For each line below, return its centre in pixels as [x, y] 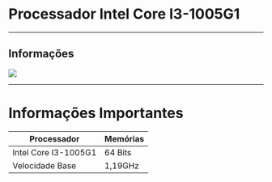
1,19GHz [121, 165]
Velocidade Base [45, 165]
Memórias [124, 138]
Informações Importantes [96, 113]
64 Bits [118, 152]
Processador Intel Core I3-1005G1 [124, 14]
